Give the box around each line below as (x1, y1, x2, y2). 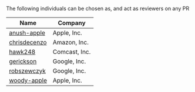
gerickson (9, 57, 37, 65)
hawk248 (9, 48, 36, 56)
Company (58, 19, 86, 27)
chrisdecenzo (9, 38, 47, 46)
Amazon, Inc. (52, 38, 89, 46)
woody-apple (9, 76, 48, 84)
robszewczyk (9, 67, 46, 75)
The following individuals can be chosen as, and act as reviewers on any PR (6, 5, 190, 12)
